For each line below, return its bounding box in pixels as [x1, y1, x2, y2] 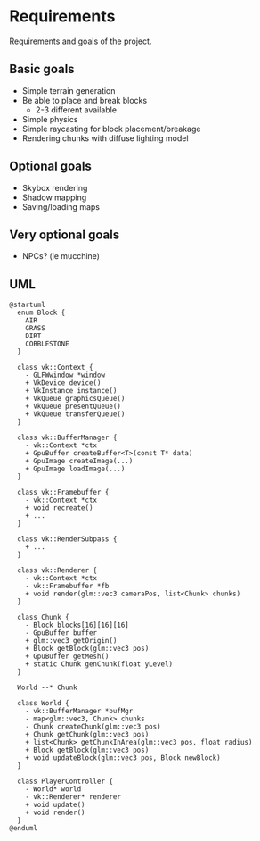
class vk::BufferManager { [17, 433, 118, 443]
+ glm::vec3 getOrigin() [25, 637, 118, 645]
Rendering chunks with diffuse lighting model [21, 132, 189, 144]
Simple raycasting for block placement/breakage [21, 123, 201, 134]
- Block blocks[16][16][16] [25, 620, 129, 630]
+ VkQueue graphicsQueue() [25, 395, 126, 404]
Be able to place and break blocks [21, 95, 148, 105]
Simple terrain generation [21, 85, 116, 96]
